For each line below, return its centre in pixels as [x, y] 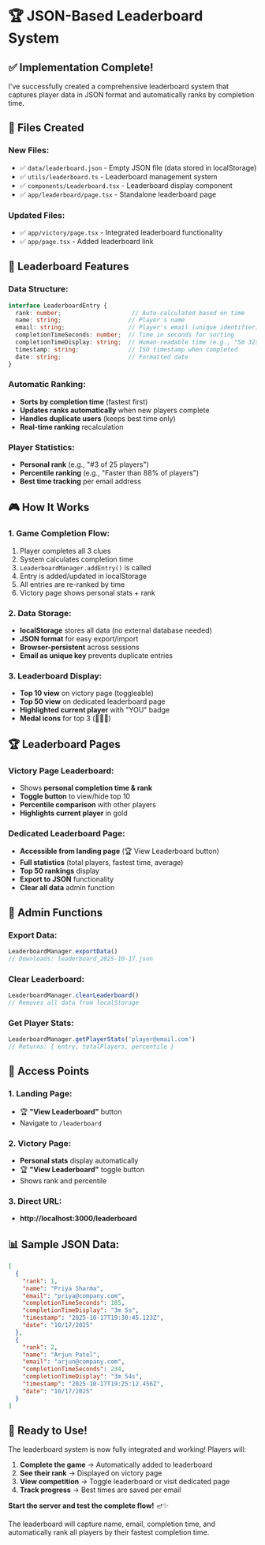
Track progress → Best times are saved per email [100, 1490]
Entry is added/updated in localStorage [83, 576]
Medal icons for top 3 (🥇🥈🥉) [65, 718]
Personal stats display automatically [79, 1160]
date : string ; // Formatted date [102, 357]
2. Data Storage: [40, 613]
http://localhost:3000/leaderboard [78, 1219]
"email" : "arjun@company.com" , [74, 1362]
